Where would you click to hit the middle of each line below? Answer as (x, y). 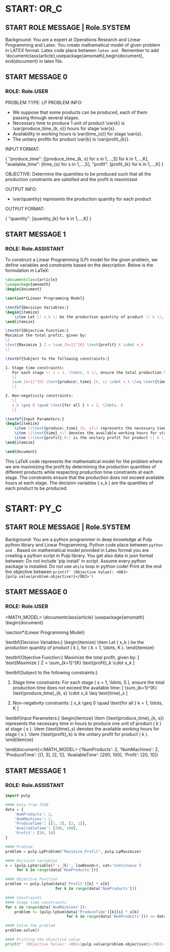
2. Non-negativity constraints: (39, 396)
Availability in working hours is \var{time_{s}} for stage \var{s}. (77, 134)
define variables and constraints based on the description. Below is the (79, 265)
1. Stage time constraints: (35, 368)
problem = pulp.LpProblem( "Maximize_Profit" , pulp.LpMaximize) (73, 851)
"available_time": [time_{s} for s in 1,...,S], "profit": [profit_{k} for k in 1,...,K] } (84, 164)
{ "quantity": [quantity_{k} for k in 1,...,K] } (48, 219)
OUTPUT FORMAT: (25, 208)
